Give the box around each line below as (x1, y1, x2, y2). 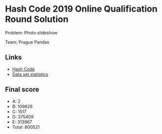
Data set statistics (12, 71, 48, 77)
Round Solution (5, 14, 69, 25)
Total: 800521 (12, 124, 40, 130)
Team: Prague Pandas (5, 39, 50, 45)
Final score (5, 85, 40, 94)
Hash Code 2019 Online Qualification (5, 3, 158, 15)
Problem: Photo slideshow (5, 30, 58, 35)
